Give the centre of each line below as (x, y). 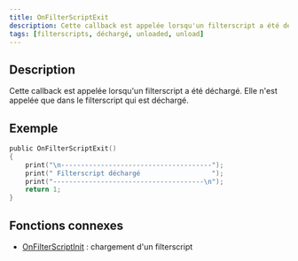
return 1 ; (43, 190)
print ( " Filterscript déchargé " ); (125, 173)
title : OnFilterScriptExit (59, 17)
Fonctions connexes (67, 225)
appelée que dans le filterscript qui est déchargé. (99, 100)
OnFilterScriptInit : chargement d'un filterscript (107, 246)
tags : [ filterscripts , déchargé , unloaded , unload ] (106, 34)
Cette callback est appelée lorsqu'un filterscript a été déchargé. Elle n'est (143, 91)
